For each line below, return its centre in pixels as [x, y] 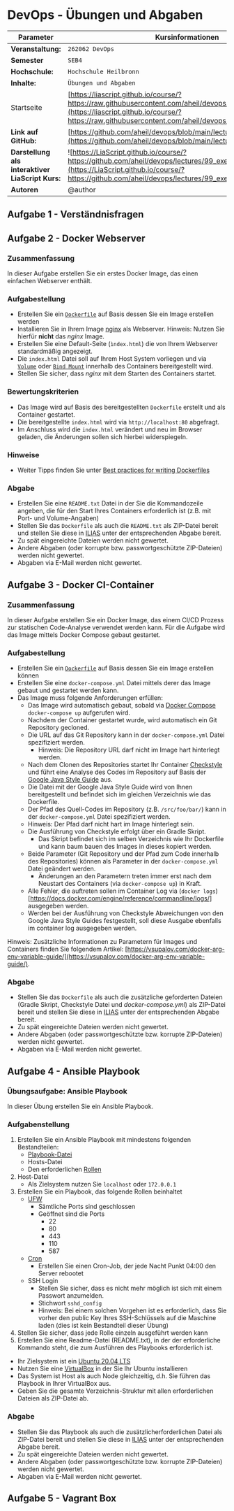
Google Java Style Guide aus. [70, 780]
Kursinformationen [187, 37]
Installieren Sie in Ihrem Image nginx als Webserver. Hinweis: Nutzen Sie [121, 329]
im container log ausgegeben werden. [82, 928]
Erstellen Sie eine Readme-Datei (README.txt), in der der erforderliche [119, 1340]
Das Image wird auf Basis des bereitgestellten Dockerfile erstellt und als [121, 407]
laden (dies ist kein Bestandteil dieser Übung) [103, 1326]
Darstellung [31, 152]
